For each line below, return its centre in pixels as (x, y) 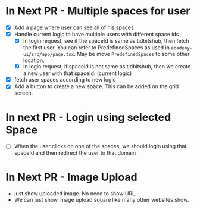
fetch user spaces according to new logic (65, 80)
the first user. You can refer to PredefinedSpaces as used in (96, 48)
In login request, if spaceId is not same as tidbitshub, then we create (107, 67)
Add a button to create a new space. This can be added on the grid (96, 86)
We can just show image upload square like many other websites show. (101, 200)
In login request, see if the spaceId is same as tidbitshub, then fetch (106, 41)
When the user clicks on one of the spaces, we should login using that (100, 146)
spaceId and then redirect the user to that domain (75, 153)
